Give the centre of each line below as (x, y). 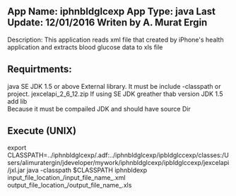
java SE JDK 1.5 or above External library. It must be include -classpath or (114, 86)
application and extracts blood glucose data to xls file (85, 47)
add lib (17, 101)
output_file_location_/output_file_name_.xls (70, 185)
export (17, 148)
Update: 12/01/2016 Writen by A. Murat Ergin (107, 23)
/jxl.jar (17, 170)
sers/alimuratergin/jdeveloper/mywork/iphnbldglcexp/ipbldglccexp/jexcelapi (118, 163)
